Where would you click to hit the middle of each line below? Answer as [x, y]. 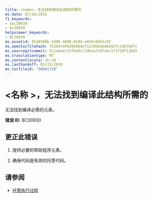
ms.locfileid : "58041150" [31, 69]
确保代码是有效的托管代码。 [40, 160]
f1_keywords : [18, 19]
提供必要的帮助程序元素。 [38, 150]
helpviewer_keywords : [27, 33]
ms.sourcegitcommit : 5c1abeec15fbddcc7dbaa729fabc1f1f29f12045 [71, 51]
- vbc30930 [16, 23]
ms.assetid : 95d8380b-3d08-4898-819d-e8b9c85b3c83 [58, 42]
